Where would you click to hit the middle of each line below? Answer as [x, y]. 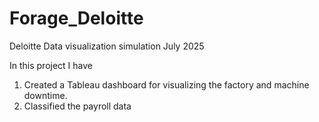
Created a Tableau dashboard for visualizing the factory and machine [166, 84]
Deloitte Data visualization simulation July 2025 [107, 46]
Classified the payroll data [77, 106]
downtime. [45, 95]
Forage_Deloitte [76, 18]
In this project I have [51, 65]
